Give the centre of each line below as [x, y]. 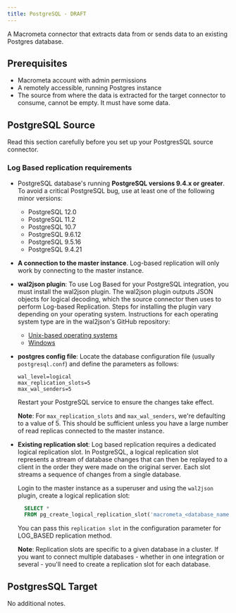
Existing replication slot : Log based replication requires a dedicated [117, 444]
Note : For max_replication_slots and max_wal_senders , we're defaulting [121, 416]
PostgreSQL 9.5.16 [55, 242]
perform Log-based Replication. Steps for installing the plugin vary [114, 306]
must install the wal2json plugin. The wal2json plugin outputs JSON [115, 291]
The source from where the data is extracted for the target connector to [122, 95]
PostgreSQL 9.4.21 [55, 249]
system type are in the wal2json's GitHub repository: [94, 321]
